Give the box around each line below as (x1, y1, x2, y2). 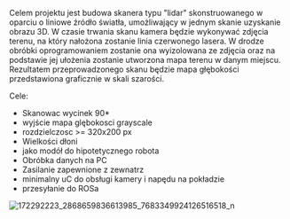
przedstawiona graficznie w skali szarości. (9, 74, 165, 83)
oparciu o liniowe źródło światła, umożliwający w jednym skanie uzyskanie (9, 17, 281, 27)
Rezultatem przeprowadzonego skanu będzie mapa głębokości (9, 64, 239, 74)
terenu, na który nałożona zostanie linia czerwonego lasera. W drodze (9, 35, 264, 46)
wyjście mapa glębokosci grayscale (21, 117, 153, 128)
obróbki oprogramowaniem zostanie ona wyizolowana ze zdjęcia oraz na (9, 45, 276, 56)
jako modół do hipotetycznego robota (21, 145, 160, 156)
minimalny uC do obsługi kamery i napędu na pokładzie (21, 174, 224, 184)
